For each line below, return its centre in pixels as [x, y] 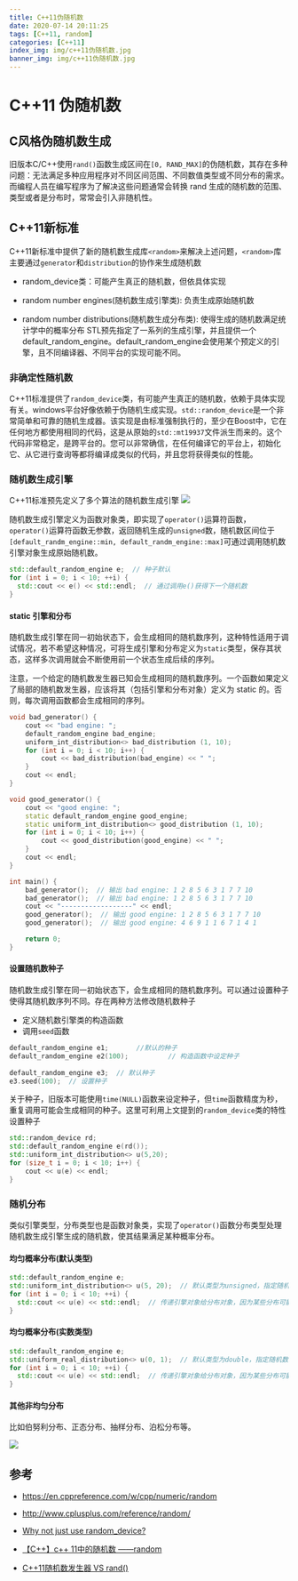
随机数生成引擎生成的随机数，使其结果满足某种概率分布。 [114, 1236]
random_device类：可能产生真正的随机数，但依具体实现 [124, 281]
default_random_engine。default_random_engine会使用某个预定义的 [147, 341]
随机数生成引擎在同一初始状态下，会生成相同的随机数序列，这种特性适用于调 [149, 638]
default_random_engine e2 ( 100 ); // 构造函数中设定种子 [124, 1056]
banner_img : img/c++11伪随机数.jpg [72, 59]
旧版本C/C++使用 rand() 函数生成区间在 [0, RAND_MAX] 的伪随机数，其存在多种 [149, 164]
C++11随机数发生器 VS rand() [75, 1568]
